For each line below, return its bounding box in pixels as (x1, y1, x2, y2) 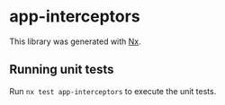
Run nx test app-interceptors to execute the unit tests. (9, 85, 217, 96)
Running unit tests (9, 62, 114, 77)
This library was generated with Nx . (9, 36, 141, 47)
